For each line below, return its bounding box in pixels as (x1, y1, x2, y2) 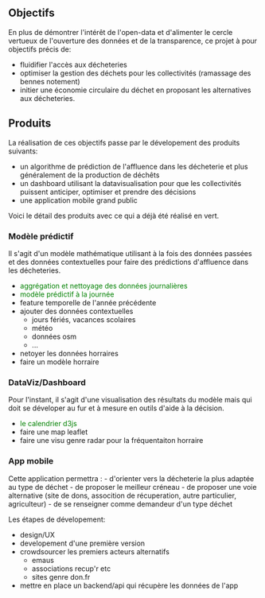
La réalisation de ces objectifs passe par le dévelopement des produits (8, 138, 240, 147)
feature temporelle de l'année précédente (19, 297, 157, 307)
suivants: (8, 146, 38, 156)
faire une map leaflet (19, 427, 88, 437)
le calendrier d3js (19, 419, 77, 429)
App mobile (8, 456, 54, 467)
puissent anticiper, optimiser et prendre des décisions (19, 187, 197, 196)
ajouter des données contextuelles (19, 306, 134, 316)
